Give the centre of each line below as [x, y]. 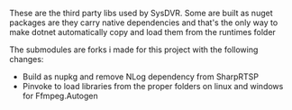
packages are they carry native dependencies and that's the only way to [144, 23]
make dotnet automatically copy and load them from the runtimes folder [143, 32]
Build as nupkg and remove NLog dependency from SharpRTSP [141, 77]
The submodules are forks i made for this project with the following [134, 50]
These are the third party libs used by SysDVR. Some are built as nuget [141, 13]
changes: [27, 59]
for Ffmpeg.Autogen [60, 96]
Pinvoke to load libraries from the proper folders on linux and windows [153, 86]
